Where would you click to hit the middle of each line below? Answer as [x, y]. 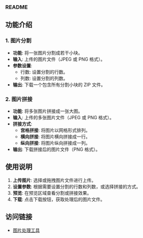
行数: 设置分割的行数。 [44, 72]
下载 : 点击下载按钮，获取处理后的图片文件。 [59, 199]
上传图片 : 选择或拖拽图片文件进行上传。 [54, 180]
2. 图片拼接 [19, 99]
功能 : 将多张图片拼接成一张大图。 [47, 111]
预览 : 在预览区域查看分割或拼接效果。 [52, 193]
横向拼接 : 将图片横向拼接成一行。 [55, 137]
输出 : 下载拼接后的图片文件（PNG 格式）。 [56, 149]
